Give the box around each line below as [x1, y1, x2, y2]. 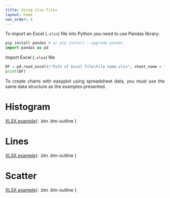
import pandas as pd [5, 45, 49, 51]
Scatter [5, 170, 37, 181]
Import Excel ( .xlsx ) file [5, 54, 55, 61]
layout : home [5, 12, 33, 17]
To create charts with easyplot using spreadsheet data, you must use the [5, 78, 165, 84]
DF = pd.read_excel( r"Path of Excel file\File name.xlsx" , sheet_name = [5, 64, 162, 69]
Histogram [5, 101, 51, 113]
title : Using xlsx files [5, 7, 58, 13]
